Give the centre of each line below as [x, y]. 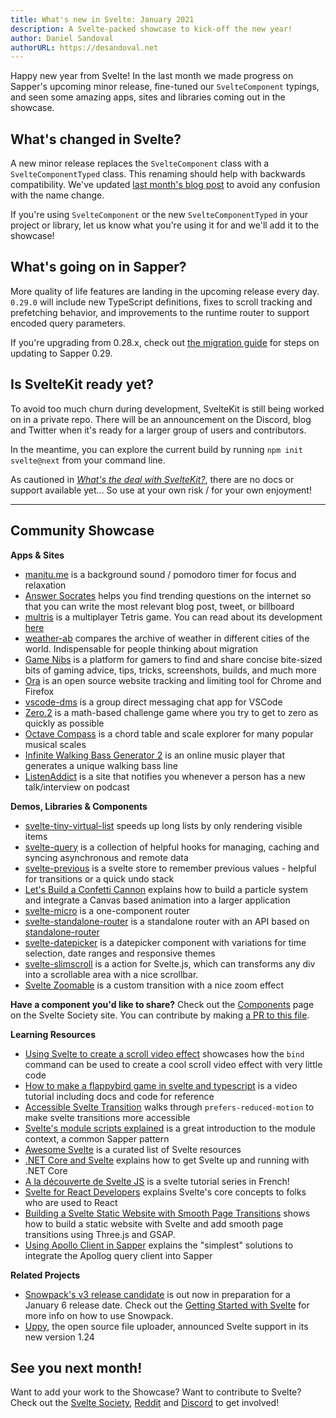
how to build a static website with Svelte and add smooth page [154, 1223]
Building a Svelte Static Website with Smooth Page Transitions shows [167, 1213]
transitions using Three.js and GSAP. [100, 1234]
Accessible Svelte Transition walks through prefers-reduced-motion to [169, 1107]
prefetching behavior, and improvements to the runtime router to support [160, 312]
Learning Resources [53, 1034]
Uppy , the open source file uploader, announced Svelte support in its [166, 1326]
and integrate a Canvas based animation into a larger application [157, 900]
